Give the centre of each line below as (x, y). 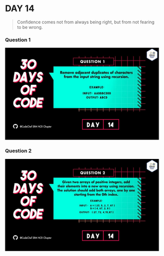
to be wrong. (30, 27)
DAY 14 (20, 9)
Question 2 (18, 151)
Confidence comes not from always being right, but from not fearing (86, 22)
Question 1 (18, 39)
